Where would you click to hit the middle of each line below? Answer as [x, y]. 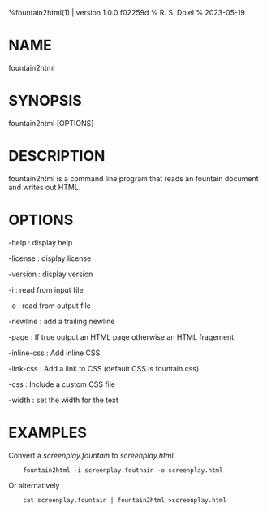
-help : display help [41, 242]
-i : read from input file [46, 289]
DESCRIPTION [57, 156]
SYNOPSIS [45, 101]
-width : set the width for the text [64, 400]
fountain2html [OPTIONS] [51, 123]
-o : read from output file [50, 306]
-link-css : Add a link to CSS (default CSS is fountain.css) [104, 368]
